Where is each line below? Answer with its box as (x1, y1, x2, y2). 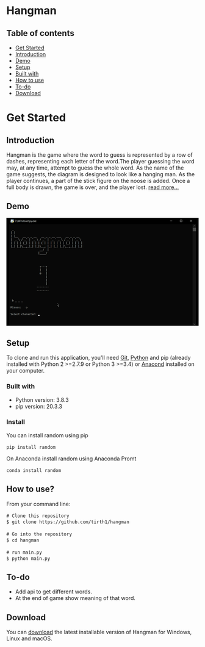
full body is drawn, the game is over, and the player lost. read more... (6, 184, 179, 191)
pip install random (6, 444, 56, 450)
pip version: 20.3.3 (15, 402, 63, 410)
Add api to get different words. (15, 588, 93, 595)
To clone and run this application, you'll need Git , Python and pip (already (6, 354, 191, 362)
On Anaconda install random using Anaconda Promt (6, 455, 137, 462)
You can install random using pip (6, 431, 88, 439)
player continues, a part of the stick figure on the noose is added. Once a (6, 177, 190, 184)
